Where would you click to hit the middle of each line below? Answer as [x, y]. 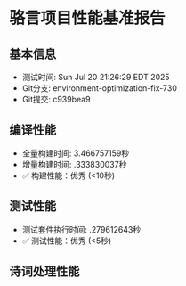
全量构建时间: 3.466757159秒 [76, 153]
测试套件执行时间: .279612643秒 [81, 229]
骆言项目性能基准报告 [88, 18]
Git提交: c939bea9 [56, 99]
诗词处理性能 [44, 271]
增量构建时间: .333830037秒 [74, 164]
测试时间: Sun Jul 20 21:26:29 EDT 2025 [96, 77]
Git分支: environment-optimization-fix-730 [100, 88]
